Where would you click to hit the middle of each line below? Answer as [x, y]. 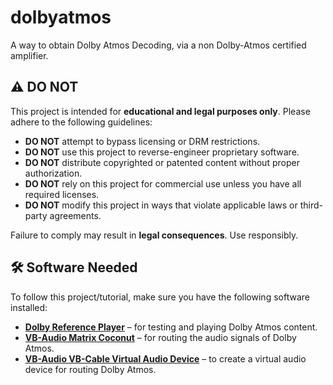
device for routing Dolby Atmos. [90, 369]
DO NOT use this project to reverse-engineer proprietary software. [162, 152]
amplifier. [29, 55]
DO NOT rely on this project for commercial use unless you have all [163, 183]
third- [311, 205]
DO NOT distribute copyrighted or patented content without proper [162, 162]
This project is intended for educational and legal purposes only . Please [160, 111]
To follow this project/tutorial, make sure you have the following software [160, 297]
